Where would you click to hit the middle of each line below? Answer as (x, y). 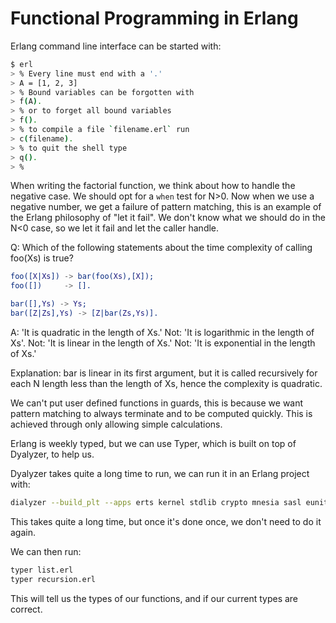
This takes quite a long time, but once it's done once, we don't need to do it (166, 521)
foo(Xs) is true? (42, 258)
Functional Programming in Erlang (154, 18)
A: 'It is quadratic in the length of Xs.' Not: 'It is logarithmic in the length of (162, 332)
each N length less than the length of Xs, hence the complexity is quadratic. (166, 383)
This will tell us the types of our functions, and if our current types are (154, 598)
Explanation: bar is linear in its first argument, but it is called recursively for (164, 373)
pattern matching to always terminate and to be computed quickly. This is (161, 413)
